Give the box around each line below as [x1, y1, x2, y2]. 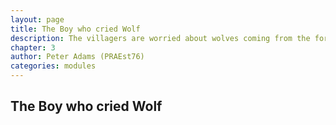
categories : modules [10, 61, 97, 71]
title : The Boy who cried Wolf [10, 24, 141, 34]
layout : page [10, 14, 65, 25]
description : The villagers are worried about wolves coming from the [10, 33, 311, 43]
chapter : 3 [10, 42, 56, 53]
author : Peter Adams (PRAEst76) [10, 52, 145, 62]
